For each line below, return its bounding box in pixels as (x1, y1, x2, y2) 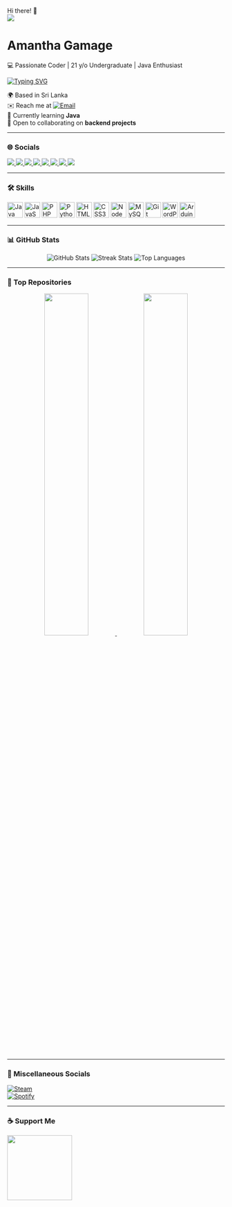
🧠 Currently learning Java (7, 111, 81, 119)
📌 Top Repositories (7, 277, 72, 287)
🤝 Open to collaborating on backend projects (7, 118, 137, 127)
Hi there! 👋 (7, 7, 38, 15)
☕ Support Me (7, 1116, 56, 1126)
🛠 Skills (7, 184, 35, 193)
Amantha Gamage (7, 38, 113, 53)
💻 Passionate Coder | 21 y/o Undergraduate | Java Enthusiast (7, 61, 183, 69)
